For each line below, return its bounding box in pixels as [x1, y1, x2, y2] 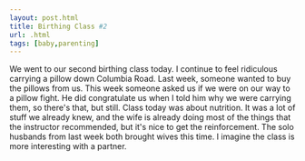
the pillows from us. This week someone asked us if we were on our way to [9, 83, 290, 94]
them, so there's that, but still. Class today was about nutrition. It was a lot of [9, 102, 296, 114]
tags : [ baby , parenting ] [9, 38, 100, 48]
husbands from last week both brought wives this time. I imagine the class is [9, 131, 295, 142]
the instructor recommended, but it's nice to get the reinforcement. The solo [9, 122, 295, 133]
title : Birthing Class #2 [9, 22, 107, 31]
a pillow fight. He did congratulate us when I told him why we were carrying [9, 93, 292, 104]
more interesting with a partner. [9, 141, 127, 152]
